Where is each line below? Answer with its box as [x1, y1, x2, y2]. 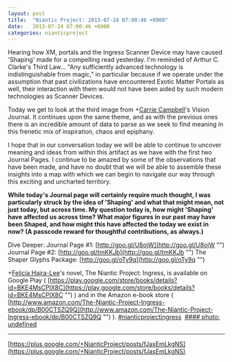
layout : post [8, 10, 45, 17]
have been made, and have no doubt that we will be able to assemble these [8, 163, 222, 171]
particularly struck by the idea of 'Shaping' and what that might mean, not [8, 198, 224, 207]
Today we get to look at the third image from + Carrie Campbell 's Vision [8, 105, 209, 114]
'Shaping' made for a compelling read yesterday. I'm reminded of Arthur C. [8, 56, 220, 64]
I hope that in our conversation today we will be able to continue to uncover [8, 141, 222, 149]
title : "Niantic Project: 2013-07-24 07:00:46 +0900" [8, 17, 169, 23]
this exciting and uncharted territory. [8, 177, 112, 186]
